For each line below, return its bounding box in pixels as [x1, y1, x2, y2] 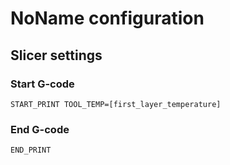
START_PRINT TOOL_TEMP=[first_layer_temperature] [10, 99, 222, 109]
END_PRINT [10, 145, 52, 156]
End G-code [10, 122, 70, 136]
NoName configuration [10, 7, 205, 30]
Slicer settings [10, 47, 103, 64]
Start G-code [10, 77, 75, 91]
